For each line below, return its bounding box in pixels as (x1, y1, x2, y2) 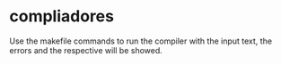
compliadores (9, 6, 115, 27)
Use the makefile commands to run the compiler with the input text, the (9, 36, 272, 46)
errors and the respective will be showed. (9, 44, 163, 55)
